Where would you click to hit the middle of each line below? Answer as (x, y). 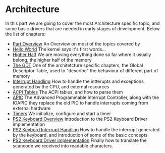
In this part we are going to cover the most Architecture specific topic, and (82, 23)
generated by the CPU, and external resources (61, 86)
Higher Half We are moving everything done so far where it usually (82, 55)
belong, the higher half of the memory (52, 60)
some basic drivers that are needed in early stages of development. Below (82, 28)
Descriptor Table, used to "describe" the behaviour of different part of (85, 70)
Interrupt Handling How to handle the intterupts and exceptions (78, 81)
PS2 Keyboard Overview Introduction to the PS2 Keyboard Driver (80, 119)
